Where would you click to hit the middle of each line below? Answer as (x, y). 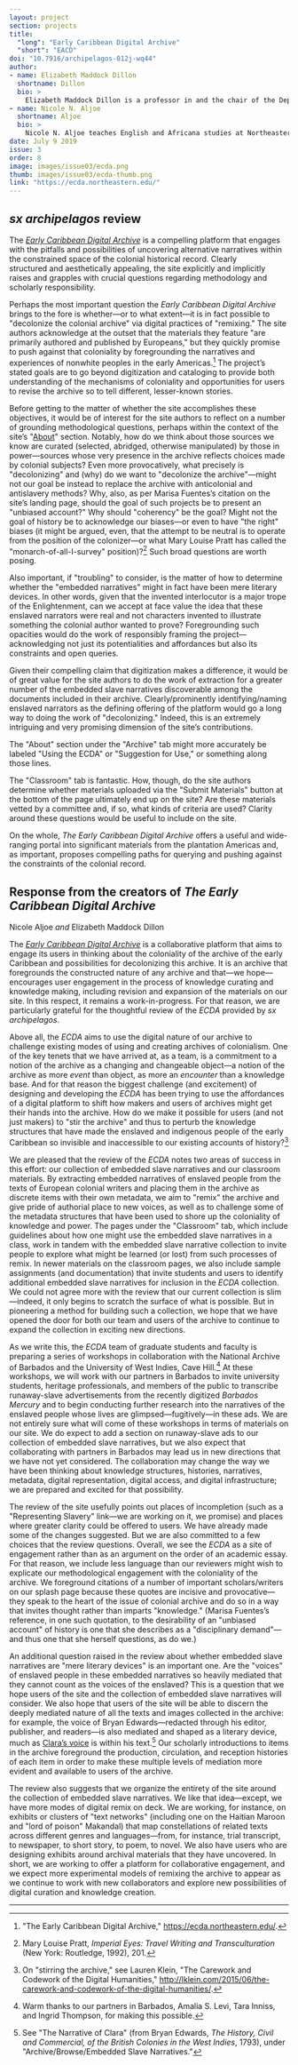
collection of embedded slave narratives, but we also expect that (128, 1443)
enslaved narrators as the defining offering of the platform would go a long (145, 708)
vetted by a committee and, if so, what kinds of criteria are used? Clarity (141, 809)
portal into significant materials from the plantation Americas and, (159, 845)
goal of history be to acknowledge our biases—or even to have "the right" (144, 522)
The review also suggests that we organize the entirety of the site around (143, 1789)
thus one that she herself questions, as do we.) (111, 1639)
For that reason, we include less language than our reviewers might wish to (146, 1564)
